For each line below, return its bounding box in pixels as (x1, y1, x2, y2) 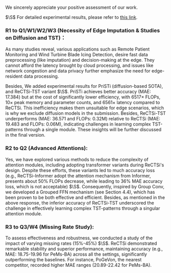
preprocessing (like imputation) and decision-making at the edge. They (5, 57, 155, 63)
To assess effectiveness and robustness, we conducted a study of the (5, 235, 153, 241)
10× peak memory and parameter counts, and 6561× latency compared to (5, 100, 160, 106)
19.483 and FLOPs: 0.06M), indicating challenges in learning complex (5, 121, 152, 127)
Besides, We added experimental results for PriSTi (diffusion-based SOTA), (5, 83, 163, 89)
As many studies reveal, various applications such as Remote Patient (5, 46, 150, 53)
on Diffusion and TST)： (5, 34, 66, 41)
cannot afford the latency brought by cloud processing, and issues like (5, 62, 154, 68)
